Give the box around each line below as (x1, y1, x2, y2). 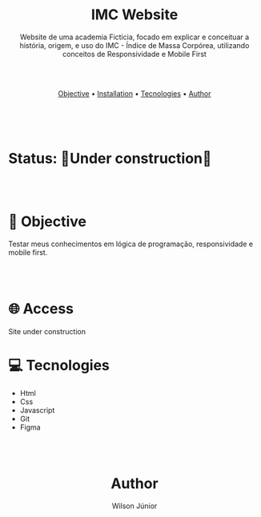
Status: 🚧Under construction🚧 (8, 150, 212, 168)
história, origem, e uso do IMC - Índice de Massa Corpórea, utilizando (19, 40, 250, 50)
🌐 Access (8, 300, 74, 317)
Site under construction (8, 326, 86, 336)
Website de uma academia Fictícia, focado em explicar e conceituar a (19, 32, 250, 42)
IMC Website (90, 6, 179, 24)
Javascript (19, 405, 55, 414)
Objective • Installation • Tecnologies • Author (58, 88, 211, 98)
